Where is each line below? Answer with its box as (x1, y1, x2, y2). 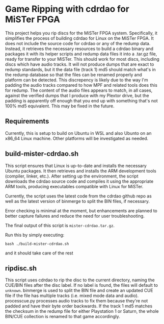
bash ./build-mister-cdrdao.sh (5, 241, 69, 246)
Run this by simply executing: (5, 232, 65, 238)
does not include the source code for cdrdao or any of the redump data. (5, 40, 151, 46)
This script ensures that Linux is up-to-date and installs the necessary (5, 163, 147, 169)
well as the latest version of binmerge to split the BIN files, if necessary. (5, 198, 150, 204)
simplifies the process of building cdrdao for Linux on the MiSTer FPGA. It (5, 35, 154, 41)
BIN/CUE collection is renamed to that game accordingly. (5, 314, 120, 320)
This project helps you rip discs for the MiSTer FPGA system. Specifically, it (5, 30, 158, 36)
